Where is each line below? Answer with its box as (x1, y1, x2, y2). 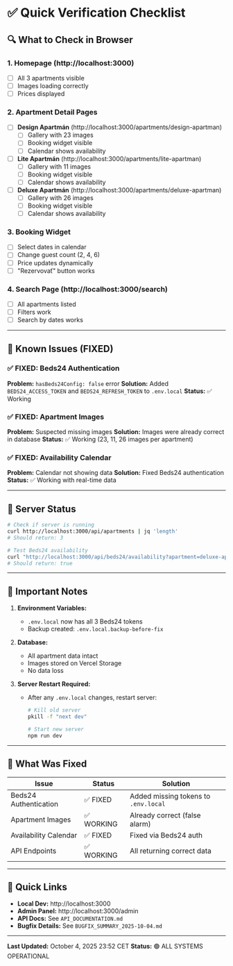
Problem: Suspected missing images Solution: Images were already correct (7, 428, 225, 436)
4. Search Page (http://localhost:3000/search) (7, 284, 169, 294)
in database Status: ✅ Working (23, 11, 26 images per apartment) (7, 435, 193, 444)
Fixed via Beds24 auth (129, 830, 203, 840)
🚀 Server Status (7, 503, 76, 515)
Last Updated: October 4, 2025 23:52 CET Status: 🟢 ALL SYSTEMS (7, 942, 203, 951)
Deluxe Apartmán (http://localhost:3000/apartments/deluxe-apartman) (17, 185, 222, 194)
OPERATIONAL (7, 952, 50, 960)
